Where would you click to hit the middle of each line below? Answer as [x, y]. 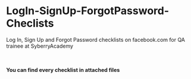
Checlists [30, 23]
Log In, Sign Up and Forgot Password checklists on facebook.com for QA [96, 39]
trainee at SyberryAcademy [40, 46]
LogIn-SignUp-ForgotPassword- [88, 11]
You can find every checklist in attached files [63, 70]
